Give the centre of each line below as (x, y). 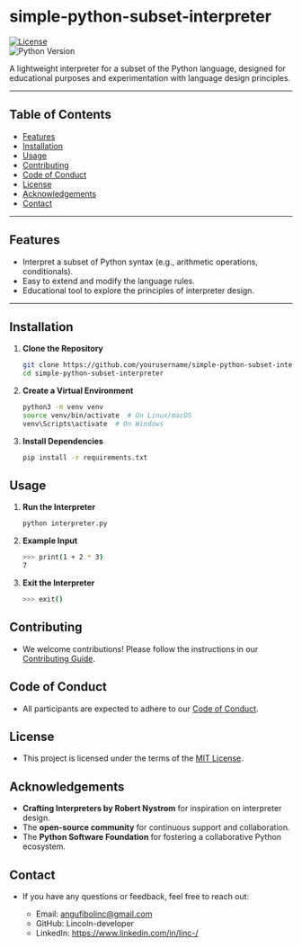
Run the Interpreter (59, 507)
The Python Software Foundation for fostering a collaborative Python (151, 837)
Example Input (50, 541)
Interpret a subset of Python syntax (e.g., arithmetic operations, (140, 262)
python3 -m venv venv (63, 407)
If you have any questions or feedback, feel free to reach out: (136, 896)
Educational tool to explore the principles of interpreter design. (138, 290)
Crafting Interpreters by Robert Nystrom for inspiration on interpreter (152, 809)
